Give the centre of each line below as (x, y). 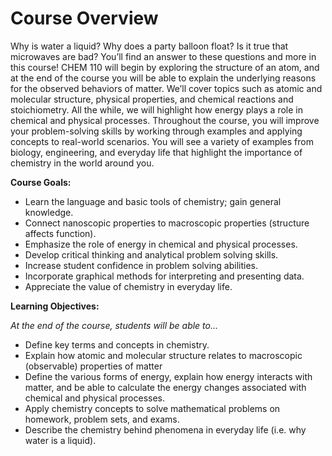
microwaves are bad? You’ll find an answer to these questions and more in (163, 56)
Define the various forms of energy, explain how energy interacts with (168, 376)
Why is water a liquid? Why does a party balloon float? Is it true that (149, 46)
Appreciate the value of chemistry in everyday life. (128, 286)
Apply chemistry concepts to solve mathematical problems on (152, 408)
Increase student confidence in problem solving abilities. (141, 265)
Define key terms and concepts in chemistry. (117, 344)
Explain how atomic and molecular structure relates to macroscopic (163, 355)
